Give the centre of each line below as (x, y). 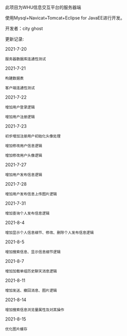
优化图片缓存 (16, 329)
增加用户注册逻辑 (20, 117)
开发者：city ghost (24, 28)
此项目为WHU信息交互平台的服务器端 (43, 7)
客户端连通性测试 (20, 88)
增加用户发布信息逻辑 (24, 175)
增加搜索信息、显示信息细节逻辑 (33, 252)
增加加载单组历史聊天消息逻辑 (31, 271)
